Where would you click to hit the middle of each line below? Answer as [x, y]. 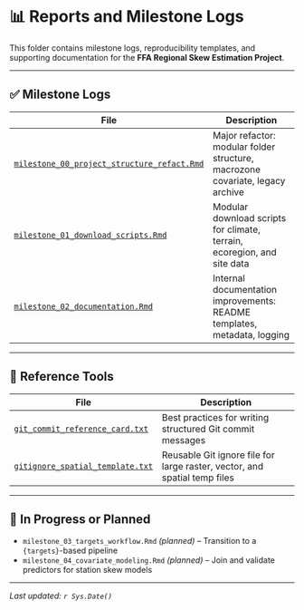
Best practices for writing [215, 417]
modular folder [244, 147]
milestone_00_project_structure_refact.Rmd [109, 164]
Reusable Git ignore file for [218, 455]
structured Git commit [208, 429]
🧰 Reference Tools [62, 377]
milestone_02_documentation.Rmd [84, 306]
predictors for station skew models [87, 570]
